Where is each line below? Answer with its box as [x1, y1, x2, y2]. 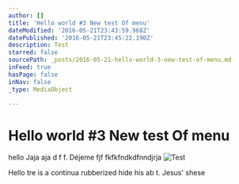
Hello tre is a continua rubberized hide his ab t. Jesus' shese [8, 168, 206, 178]
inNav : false [8, 78, 51, 86]
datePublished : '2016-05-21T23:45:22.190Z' [8, 33, 154, 42]
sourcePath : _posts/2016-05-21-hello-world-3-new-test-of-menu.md [8, 56, 232, 64]
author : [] [8, 11, 44, 20]
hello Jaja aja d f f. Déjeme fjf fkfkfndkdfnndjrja [8, 152, 162, 163]
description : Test [8, 41, 69, 49]
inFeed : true [8, 63, 51, 71]
